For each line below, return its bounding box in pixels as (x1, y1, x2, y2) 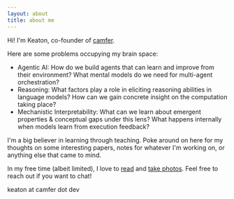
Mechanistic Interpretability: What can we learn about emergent (17, 108, 201, 116)
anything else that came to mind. (7, 151, 101, 159)
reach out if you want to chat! (7, 172, 92, 180)
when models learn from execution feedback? (17, 122, 150, 131)
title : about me (7, 17, 54, 24)
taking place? (17, 100, 57, 108)
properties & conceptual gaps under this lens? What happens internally (17, 115, 222, 123)
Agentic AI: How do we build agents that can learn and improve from (17, 63, 215, 71)
